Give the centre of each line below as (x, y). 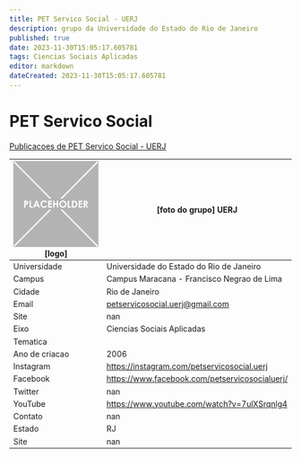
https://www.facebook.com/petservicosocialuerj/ (197, 379)
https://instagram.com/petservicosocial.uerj (187, 366)
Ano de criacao (41, 354)
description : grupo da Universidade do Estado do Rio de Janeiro (133, 28)
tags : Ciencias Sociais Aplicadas (74, 57)
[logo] (56, 253)
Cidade (26, 291)
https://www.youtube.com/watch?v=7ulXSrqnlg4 (197, 403)
